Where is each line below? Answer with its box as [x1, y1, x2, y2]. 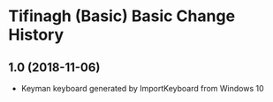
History [8, 25, 64, 45]
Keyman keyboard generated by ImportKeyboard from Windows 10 [20, 84, 264, 93]
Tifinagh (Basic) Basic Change [8, 6, 236, 26]
